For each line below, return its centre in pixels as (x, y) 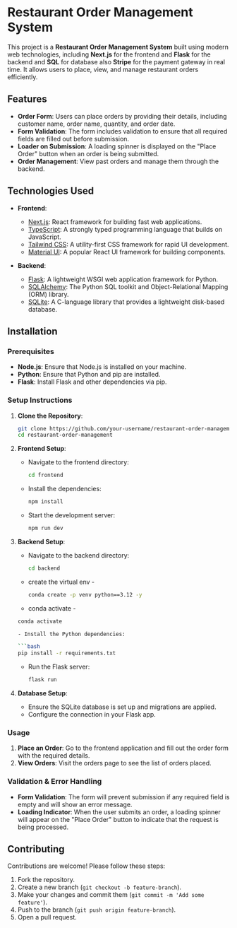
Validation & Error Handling (55, 782)
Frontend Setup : (42, 449)
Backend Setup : (41, 541)
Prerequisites (31, 351)
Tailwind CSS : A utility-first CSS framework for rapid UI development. (128, 244)
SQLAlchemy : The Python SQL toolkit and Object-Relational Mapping (128, 286)
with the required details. (54, 756)
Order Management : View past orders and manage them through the (118, 161)
